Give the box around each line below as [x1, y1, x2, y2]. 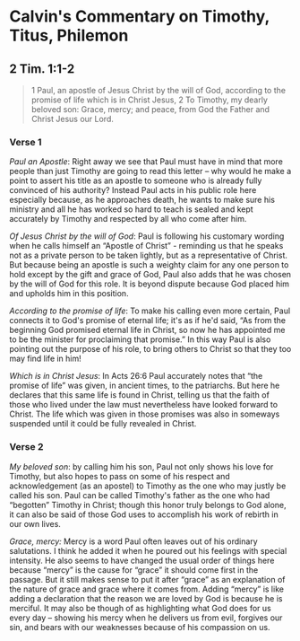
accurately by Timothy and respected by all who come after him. [9, 214, 247, 224]
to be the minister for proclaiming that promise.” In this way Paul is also [9, 334, 271, 345]
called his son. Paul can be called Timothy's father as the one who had [9, 489, 270, 500]
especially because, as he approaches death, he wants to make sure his [9, 195, 276, 206]
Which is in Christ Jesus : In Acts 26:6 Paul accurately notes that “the [9, 371, 263, 382]
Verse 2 [9, 441, 44, 453]
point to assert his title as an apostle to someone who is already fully [9, 175, 262, 186]
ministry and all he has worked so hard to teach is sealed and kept [9, 204, 253, 215]
